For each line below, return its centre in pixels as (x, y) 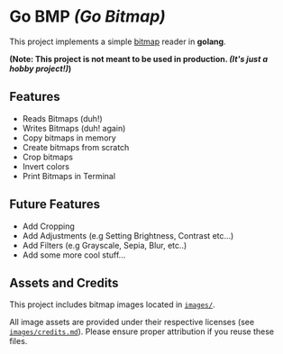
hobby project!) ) (41, 68)
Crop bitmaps (48, 157)
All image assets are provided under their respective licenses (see (132, 322)
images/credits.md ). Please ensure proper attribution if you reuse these (142, 331)
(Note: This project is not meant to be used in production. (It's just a (139, 59)
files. (18, 341)
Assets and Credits (64, 282)
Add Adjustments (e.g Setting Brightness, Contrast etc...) (128, 235)
